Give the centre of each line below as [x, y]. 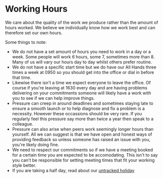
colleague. [23, 124]
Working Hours [36, 9]
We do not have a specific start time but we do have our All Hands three [84, 67]
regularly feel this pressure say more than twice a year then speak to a [83, 119]
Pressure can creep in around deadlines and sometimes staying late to [82, 103]
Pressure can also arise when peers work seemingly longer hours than [83, 129]
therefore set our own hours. [34, 33]
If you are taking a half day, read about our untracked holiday [73, 170]
